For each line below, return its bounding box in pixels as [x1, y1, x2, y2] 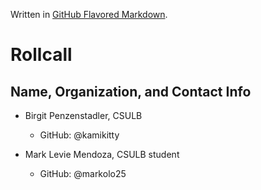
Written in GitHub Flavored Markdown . [10, 9, 168, 20]
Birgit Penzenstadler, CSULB [24, 110, 143, 121]
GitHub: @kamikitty [39, 129, 120, 141]
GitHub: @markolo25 [39, 168, 127, 179]
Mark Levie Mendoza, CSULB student [24, 149, 180, 160]
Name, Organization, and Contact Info [10, 83, 252, 100]
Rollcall [10, 44, 73, 66]
